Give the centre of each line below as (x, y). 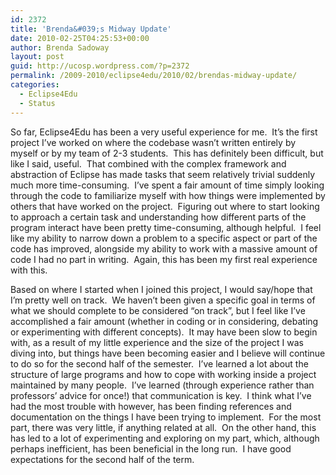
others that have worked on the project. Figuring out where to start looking (165, 206)
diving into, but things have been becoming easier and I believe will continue (168, 353)
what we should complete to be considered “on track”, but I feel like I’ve (158, 310)
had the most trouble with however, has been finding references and (151, 406)
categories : (35, 85)
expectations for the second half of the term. (102, 459)
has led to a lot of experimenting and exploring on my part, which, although (165, 438)
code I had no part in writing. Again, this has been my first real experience (164, 259)
